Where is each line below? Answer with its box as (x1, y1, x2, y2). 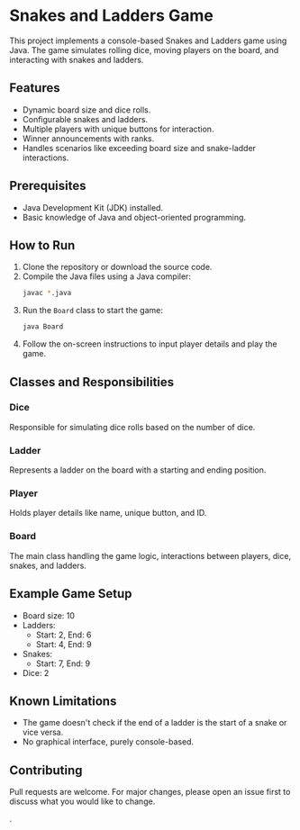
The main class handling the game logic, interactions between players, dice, (9, 550, 291, 561)
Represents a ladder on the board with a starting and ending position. (9, 465, 267, 475)
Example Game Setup (9, 586, 132, 601)
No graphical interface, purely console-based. (22, 736, 195, 747)
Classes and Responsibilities (9, 374, 175, 390)
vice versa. (22, 726, 64, 738)
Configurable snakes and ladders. (22, 113, 149, 124)
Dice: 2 (22, 667, 50, 678)
